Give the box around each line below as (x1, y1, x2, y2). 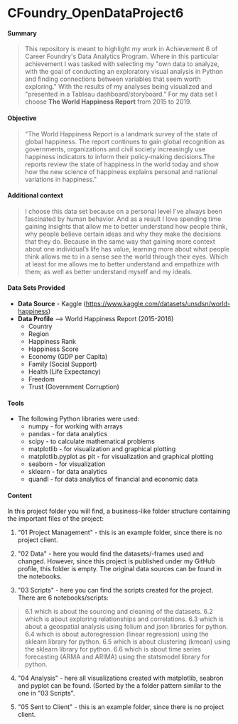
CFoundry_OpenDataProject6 (7, 5, 184, 21)
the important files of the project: (7, 514, 104, 523)
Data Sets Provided (7, 283, 65, 292)
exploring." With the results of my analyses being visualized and (24, 82, 212, 91)
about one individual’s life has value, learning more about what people (24, 244, 229, 253)
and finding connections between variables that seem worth (24, 75, 201, 83)
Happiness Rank (28, 337, 77, 345)
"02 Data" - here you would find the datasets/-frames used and (17, 549, 204, 558)
